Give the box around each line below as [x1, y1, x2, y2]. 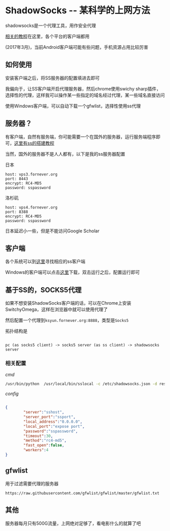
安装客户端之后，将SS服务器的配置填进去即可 [5, 75, 100, 81]
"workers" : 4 [23, 448, 49, 453]
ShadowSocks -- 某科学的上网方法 [5, 5, 150, 16]
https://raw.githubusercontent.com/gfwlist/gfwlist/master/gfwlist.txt [5, 490, 159, 496]
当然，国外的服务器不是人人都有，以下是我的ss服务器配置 [5, 151, 125, 157]
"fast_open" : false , [23, 443, 65, 448]
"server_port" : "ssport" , [23, 415, 76, 420]
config [5, 391, 19, 397]
